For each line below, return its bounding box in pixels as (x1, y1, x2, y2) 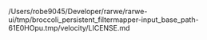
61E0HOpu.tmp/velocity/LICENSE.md (8, 24, 130, 32)
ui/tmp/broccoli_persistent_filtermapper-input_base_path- (8, 15, 199, 24)
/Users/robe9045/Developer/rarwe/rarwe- (8, 7, 148, 16)
